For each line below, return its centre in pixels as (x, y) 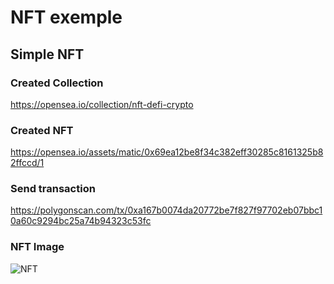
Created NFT (42, 130)
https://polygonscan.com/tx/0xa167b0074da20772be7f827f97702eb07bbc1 (166, 210)
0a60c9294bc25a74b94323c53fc (81, 221)
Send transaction (53, 189)
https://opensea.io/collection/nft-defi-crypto (102, 104)
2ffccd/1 (27, 163)
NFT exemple (66, 17)
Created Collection (57, 83)
